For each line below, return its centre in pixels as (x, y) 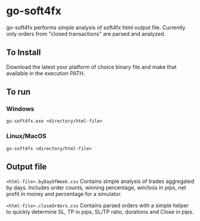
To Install (24, 53)
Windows (20, 109)
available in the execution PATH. (46, 73)
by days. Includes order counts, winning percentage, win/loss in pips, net (96, 187)
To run (19, 92)
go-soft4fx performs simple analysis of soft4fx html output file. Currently (96, 27)
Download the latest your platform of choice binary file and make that (92, 67)
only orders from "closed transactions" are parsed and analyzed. (86, 33)
